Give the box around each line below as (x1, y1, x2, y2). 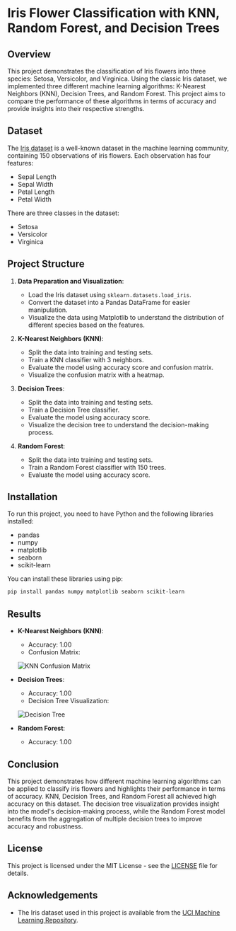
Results (7, 608, 42, 620)
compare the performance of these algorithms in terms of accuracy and (7, 97, 217, 105)
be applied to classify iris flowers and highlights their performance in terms (7, 784, 226, 793)
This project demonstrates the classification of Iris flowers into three (7, 67, 206, 75)
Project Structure (7, 258, 85, 270)
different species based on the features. (28, 320, 145, 329)
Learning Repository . (17, 915, 79, 924)
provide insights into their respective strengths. (7, 105, 145, 112)
